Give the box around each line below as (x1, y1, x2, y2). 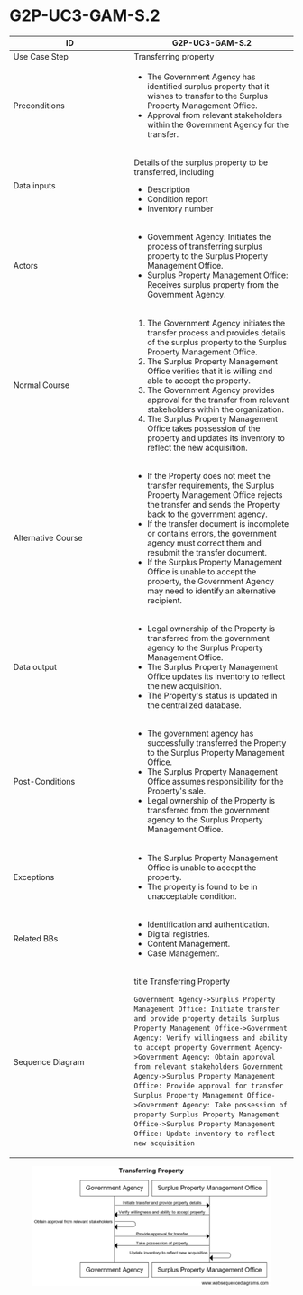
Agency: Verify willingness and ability (133, 1033, 289, 1042)
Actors (13, 261, 39, 271)
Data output (13, 662, 57, 673)
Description (147, 184, 191, 195)
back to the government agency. (147, 509, 268, 519)
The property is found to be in (147, 881, 259, 892)
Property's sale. (147, 785, 207, 796)
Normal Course (13, 380, 70, 390)
